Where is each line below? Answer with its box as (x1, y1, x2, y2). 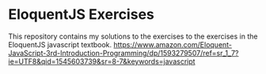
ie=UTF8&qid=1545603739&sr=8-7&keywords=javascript (8, 57, 196, 66)
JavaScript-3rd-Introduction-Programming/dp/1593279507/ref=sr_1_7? (8, 48, 239, 57)
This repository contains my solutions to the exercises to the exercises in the (8, 31, 258, 41)
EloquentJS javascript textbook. (8, 39, 112, 49)
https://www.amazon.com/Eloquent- (113, 39, 232, 49)
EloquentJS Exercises (8, 6, 154, 24)
